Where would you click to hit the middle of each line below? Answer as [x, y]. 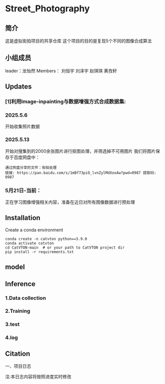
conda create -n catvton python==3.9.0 [46, 239]
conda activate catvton [30, 243]
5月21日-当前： [23, 190]
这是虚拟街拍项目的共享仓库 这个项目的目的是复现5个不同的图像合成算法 [79, 41]
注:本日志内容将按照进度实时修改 [38, 377]
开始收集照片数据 [22, 127]
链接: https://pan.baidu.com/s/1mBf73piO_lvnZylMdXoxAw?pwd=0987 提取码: [81, 173]
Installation [23, 218]
